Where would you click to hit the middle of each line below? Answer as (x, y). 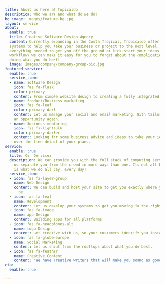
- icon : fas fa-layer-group (38, 179)
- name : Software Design (35, 82)
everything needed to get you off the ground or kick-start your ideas (84, 51)
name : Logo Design (33, 229)
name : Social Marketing (38, 242)
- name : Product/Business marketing (47, 101)
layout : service (22, 23)
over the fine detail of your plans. (53, 142)
